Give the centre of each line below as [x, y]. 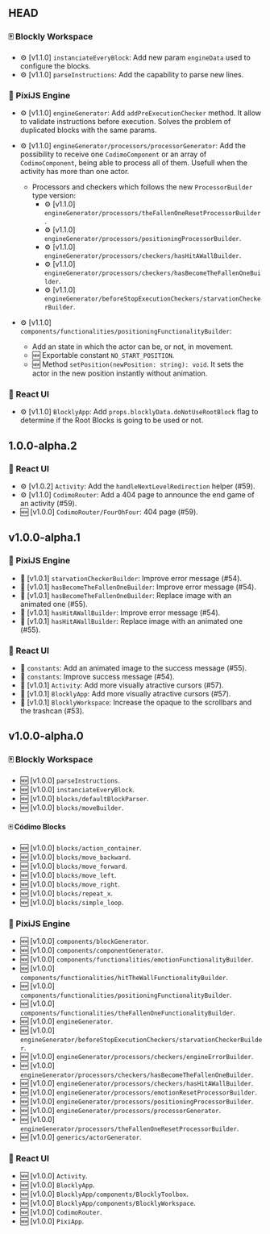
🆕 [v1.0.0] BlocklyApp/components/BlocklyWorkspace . [108, 1203]
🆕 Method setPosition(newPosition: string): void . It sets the [138, 364]
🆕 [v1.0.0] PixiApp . [52, 1221]
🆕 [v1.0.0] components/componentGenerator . [91, 950]
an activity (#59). [48, 503]
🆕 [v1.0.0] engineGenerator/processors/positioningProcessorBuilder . [137, 1101]
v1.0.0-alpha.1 [44, 538]
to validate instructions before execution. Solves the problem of [125, 121]
